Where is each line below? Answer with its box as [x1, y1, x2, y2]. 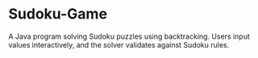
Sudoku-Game [8, 5, 107, 23]
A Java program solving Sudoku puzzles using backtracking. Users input [8, 31, 250, 41]
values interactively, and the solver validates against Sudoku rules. [8, 39, 230, 49]
